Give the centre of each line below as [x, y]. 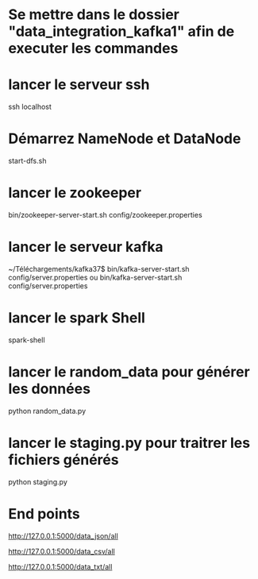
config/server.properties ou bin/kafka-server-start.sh [95, 277]
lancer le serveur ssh [79, 85]
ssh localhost [30, 107]
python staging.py [38, 481]
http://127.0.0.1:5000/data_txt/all [60, 566]
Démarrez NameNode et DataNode [125, 139]
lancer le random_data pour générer [129, 372]
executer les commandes [93, 48]
